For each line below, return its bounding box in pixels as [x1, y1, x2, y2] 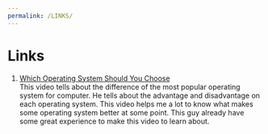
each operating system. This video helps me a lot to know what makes [19, 98, 253, 109]
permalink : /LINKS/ [7, 11, 73, 20]
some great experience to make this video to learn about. [19, 116, 210, 126]
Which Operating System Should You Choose [19, 73, 170, 83]
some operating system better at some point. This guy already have [19, 107, 245, 117]
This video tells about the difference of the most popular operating [19, 82, 241, 91]
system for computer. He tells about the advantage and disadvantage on [19, 90, 260, 100]
